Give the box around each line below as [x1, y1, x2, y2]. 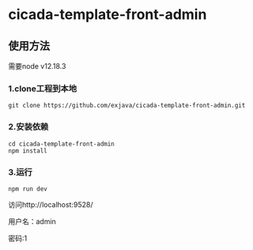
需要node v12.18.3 [8, 62, 66, 70]
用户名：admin [8, 216, 57, 226]
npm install [8, 146, 47, 155]
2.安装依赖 [8, 121, 49, 132]
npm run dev [8, 184, 47, 193]
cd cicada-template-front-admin [8, 140, 115, 148]
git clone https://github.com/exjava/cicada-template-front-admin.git [8, 101, 246, 110]
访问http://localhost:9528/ [8, 199, 93, 209]
